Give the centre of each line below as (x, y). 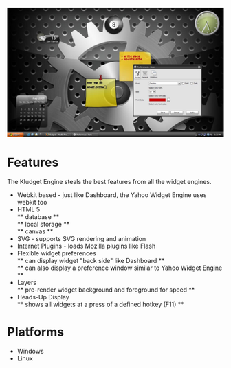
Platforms (35, 332)
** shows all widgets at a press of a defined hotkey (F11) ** (100, 304)
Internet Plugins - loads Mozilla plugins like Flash (86, 246)
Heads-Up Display (43, 297)
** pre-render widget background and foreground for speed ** (106, 290)
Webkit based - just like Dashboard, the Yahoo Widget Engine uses (112, 195)
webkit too (32, 203)
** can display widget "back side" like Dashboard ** (91, 261)
